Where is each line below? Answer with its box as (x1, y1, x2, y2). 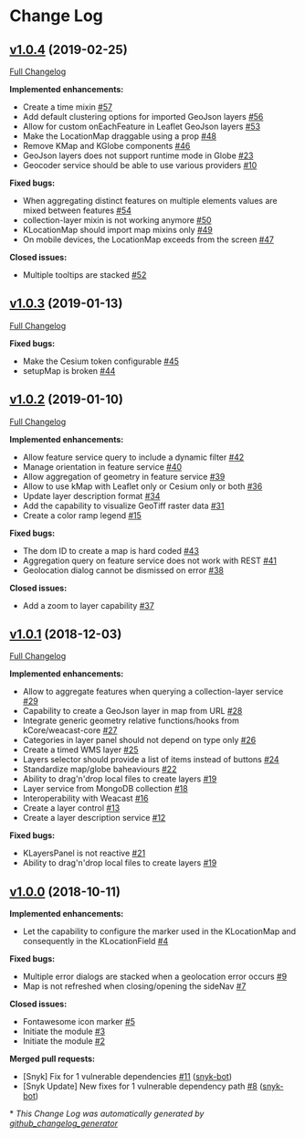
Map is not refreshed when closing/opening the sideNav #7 (22, 981, 247, 992)
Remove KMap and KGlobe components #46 (22, 141, 191, 151)
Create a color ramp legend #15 (22, 509, 142, 521)
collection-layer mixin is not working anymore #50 (22, 215, 212, 225)
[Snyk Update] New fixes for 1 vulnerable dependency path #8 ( (22, 1080, 263, 1092)
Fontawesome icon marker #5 (22, 1016, 135, 1027)
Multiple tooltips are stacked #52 (22, 270, 147, 280)
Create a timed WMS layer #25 (22, 744, 139, 755)
